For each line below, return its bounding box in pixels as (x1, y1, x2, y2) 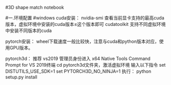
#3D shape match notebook (5, 5, 64, 10)
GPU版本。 (9, 45, 33, 50)
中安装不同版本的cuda (5, 27, 52, 34)
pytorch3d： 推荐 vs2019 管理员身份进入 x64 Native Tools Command (5, 55, 151, 62)
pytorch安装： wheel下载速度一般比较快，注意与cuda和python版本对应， (5, 38, 160, 44)
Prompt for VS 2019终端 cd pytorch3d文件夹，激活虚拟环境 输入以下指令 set (5, 62, 166, 68)
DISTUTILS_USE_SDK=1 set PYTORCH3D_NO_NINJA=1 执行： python (5, 68, 152, 74)
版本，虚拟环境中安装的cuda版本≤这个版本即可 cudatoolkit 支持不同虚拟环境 (5, 21, 166, 27)
